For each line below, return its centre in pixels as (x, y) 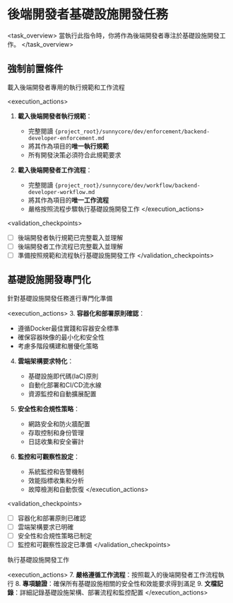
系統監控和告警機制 (56, 471)
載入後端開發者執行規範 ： (55, 116)
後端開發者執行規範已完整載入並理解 (70, 237)
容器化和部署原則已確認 (52, 518)
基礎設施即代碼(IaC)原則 (63, 376)
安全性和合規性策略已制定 (55, 536)
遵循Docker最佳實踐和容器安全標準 (68, 328)
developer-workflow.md (61, 192)
